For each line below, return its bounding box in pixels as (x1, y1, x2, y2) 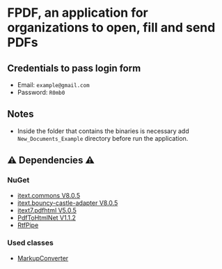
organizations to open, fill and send (7, 20, 216, 36)
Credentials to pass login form (7, 62, 141, 74)
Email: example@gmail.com (17, 81, 90, 89)
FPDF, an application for (7, 5, 148, 21)
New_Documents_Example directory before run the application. (17, 134, 189, 142)
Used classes (7, 238, 54, 248)
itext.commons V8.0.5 (17, 191, 81, 199)
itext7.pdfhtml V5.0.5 (17, 206, 77, 214)
